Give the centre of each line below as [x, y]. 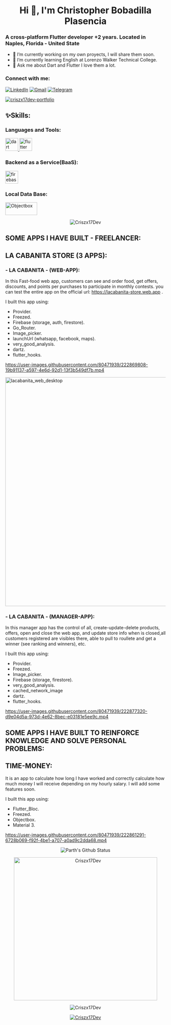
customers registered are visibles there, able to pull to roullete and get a [81, 638]
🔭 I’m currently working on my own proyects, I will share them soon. [84, 54]
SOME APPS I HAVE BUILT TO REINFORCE [72, 733]
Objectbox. [24, 819]
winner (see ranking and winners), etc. [46, 644]
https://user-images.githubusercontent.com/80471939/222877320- [76, 711]
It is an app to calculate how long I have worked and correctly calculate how [85, 778]
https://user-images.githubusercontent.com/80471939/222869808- [77, 365]
